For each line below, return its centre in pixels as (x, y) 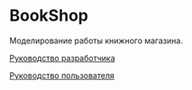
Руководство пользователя (62, 75)
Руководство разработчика (62, 58)
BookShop (49, 16)
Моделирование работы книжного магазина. (96, 40)
